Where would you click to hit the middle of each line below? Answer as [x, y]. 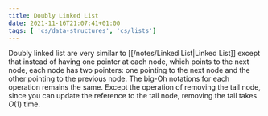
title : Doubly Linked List [54, 16]
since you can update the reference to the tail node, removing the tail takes [133, 96]
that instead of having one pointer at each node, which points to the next [129, 62]
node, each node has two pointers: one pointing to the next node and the [130, 70]
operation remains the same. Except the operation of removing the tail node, [135, 87]
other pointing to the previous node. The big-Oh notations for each [119, 79]
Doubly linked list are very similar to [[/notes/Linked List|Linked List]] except [134, 54]
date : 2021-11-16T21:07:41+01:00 [64, 23]
